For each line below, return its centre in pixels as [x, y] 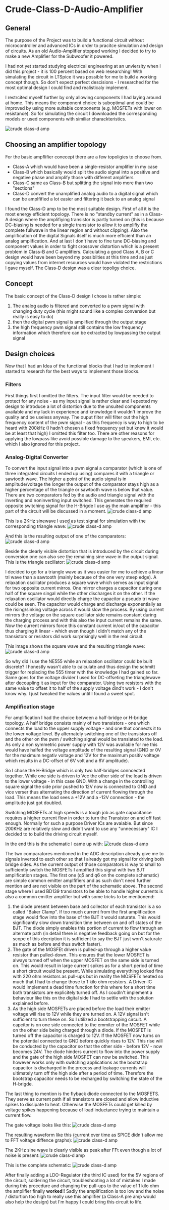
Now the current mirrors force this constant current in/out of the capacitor [82, 625]
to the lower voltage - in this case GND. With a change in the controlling [80, 781]
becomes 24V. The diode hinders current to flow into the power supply [86, 1052]
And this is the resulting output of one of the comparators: [66, 536]
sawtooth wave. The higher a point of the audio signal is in [66, 479]
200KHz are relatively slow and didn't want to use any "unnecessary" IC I [81, 829]
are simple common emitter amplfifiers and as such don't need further [78, 881]
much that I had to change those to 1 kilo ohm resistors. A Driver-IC [82, 982]
